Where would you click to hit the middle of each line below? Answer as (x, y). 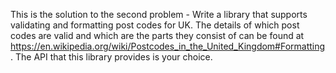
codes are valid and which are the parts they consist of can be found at (157, 35)
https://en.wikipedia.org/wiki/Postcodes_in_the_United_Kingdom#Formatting (168, 46)
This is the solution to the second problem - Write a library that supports (159, 14)
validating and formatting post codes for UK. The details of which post (155, 25)
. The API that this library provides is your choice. (111, 57)
